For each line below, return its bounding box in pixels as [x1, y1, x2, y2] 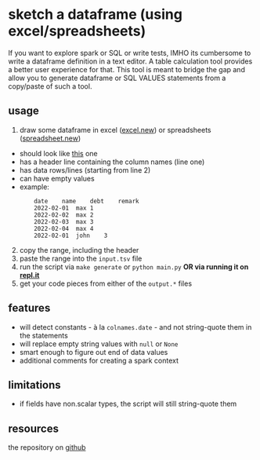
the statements [19, 330, 68, 340]
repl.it [19, 270, 40, 279]
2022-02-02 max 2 [34, 210, 94, 219]
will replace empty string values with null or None [19, 339, 179, 349]
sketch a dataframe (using [8, 5, 182, 24]
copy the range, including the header [19, 245, 139, 254]
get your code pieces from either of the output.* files [19, 279, 193, 288]
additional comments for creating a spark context [19, 356, 179, 365]
